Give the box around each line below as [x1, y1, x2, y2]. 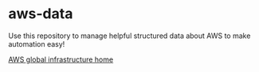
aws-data [8, 5, 73, 23]
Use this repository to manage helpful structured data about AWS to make [8, 31, 251, 40]
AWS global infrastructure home [8, 55, 114, 64]
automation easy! [8, 39, 65, 48]
